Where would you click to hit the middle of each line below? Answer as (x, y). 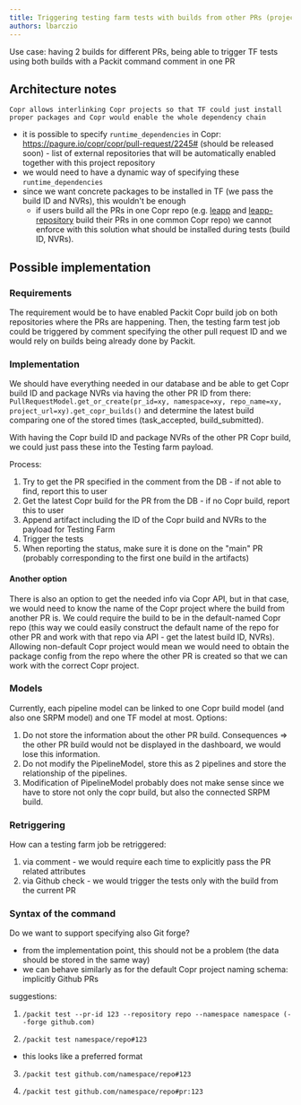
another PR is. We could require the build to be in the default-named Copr (145, 618)
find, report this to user (64, 492)
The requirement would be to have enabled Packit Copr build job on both (143, 312)
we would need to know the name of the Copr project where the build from (147, 608)
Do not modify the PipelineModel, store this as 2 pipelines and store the (154, 763)
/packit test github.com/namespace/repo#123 (107, 1075)
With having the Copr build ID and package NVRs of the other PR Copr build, (150, 438)
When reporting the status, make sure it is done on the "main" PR (142, 549)
